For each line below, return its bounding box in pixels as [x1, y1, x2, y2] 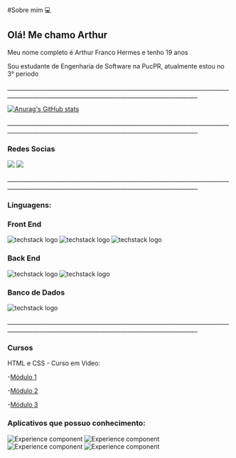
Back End [7, 253, 41, 263]
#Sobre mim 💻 [7, 6, 52, 14]
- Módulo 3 [7, 400, 38, 409]
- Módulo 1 [7, 373, 37, 382]
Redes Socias [7, 143, 55, 153]
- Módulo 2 [7, 387, 38, 395]
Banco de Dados [7, 287, 65, 297]
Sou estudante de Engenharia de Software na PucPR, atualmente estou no [7, 61, 225, 70]
